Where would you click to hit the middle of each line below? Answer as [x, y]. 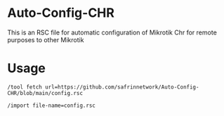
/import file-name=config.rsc [52, 105]
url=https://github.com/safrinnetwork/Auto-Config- [122, 87]
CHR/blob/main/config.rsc [45, 93]
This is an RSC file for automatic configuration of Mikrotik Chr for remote [112, 32]
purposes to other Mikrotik [46, 39]
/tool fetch [25, 87]
